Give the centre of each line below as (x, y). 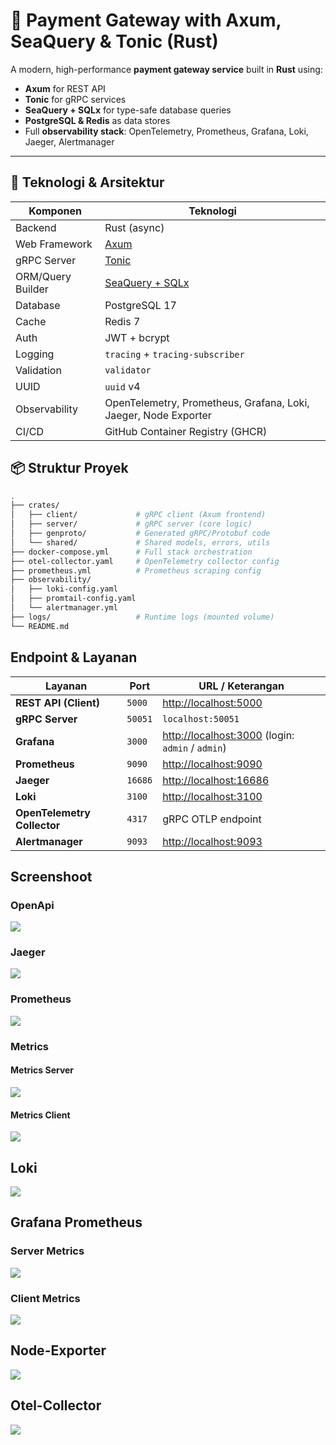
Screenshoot (51, 876)
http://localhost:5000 (212, 702)
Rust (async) (134, 227)
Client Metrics (45, 1298)
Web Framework (54, 244)
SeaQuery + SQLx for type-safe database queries (128, 110)
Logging (35, 354)
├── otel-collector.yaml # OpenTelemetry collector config (145, 561)
